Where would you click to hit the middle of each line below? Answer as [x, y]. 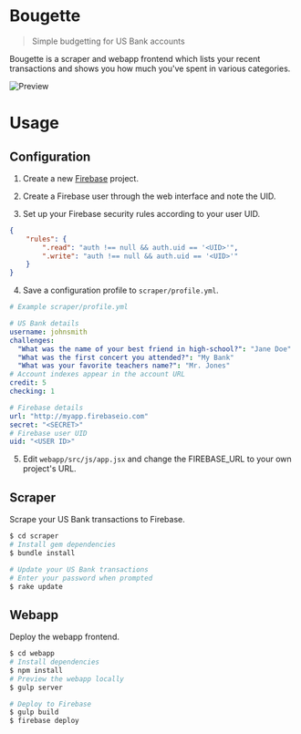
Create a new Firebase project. [81, 178]
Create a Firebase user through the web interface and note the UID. [149, 196]
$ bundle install [42, 553]
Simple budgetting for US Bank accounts [108, 41]
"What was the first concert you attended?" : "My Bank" [126, 357]
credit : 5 [28, 383]
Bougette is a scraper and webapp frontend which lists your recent [135, 58]
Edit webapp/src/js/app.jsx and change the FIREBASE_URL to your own [157, 459]
